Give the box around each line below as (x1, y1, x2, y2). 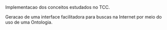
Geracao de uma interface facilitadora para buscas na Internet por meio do (5, 14, 162, 19)
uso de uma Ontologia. (5, 19, 53, 25)
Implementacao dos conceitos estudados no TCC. (5, 4, 110, 10)
